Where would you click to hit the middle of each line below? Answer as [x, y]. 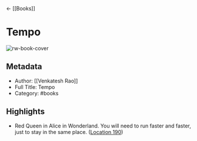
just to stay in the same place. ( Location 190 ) [69, 132]
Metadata [24, 67]
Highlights [26, 111]
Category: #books [36, 93]
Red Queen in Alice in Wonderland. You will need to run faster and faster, [103, 126]
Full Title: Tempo [35, 87]
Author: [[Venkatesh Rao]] [46, 81]
